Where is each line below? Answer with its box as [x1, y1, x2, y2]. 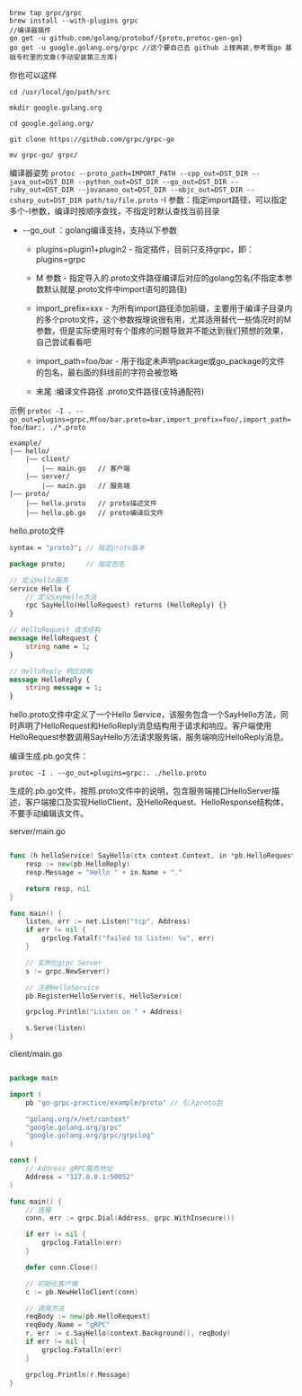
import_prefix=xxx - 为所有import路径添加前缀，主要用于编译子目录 [35, 303, 285, 314]
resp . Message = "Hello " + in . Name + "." [25, 867, 182, 876]
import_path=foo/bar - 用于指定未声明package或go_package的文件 [35, 356, 286, 366]
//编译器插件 [9, 26, 51, 35]
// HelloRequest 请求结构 [9, 626, 102, 635]
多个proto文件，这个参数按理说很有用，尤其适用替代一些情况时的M [43, 315, 292, 325]
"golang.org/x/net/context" [25, 1115, 130, 1124]
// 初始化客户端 [25, 1279, 78, 1288]
